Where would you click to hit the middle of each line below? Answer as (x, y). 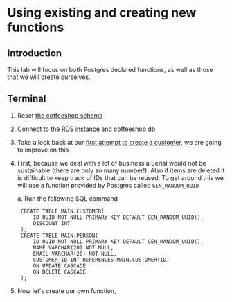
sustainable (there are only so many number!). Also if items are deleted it (121, 170)
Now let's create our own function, (66, 291)
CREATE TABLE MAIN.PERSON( (59, 236)
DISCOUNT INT (52, 223)
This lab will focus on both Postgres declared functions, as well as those (110, 70)
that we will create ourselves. (49, 77)
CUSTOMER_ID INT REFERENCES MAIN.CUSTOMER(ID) (101, 260)
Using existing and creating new (102, 13)
